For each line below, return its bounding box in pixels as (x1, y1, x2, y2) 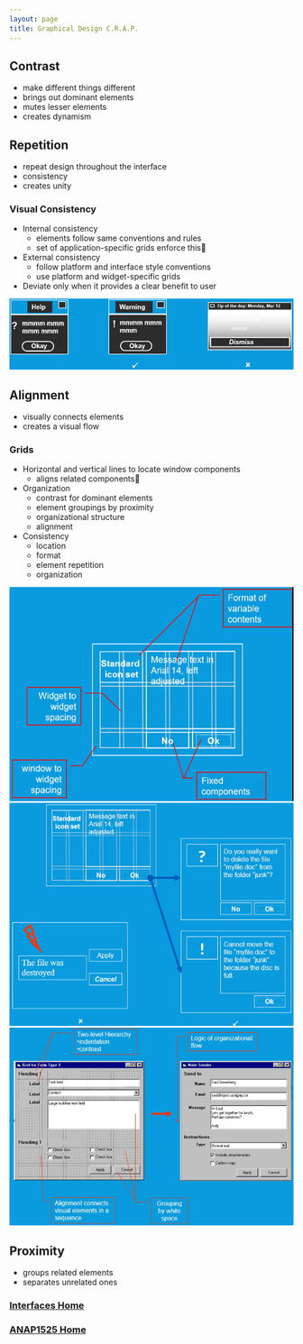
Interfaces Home (9, 1299, 85, 1312)
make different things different (22, 82, 135, 94)
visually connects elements (22, 411, 124, 422)
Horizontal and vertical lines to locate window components (22, 464, 241, 475)
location (35, 541, 67, 552)
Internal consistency (22, 224, 98, 234)
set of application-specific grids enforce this (35, 242, 201, 253)
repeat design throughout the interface (22, 161, 167, 172)
